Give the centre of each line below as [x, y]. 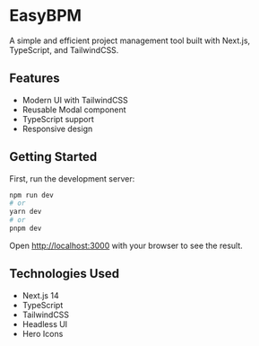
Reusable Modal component [74, 110]
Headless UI [45, 324]
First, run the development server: [72, 178]
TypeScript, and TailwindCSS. [64, 49]
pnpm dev [26, 229]
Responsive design [57, 129]
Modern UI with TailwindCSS [75, 100]
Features [35, 79]
